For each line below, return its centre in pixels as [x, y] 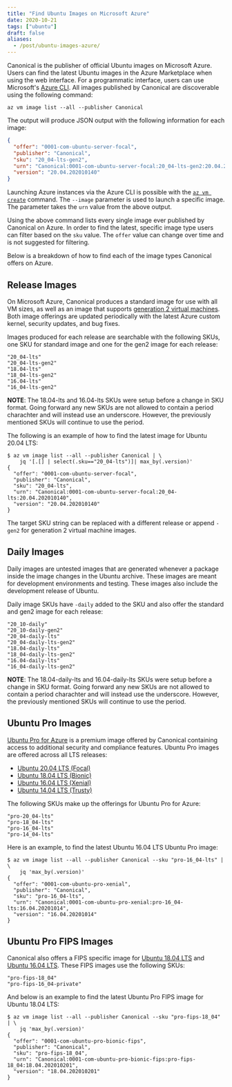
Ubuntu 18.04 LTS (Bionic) [54, 775]
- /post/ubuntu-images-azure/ [57, 46]
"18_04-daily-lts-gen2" [41, 655]
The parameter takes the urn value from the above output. [90, 207]
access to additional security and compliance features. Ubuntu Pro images [113, 747]
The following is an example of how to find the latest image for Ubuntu [107, 435]
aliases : [20, 39]
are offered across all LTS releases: [57, 754]
